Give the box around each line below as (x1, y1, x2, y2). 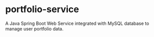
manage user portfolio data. (5, 25, 64, 31)
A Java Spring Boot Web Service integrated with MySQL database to (5, 20, 149, 26)
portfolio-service (5, 4, 80, 15)
